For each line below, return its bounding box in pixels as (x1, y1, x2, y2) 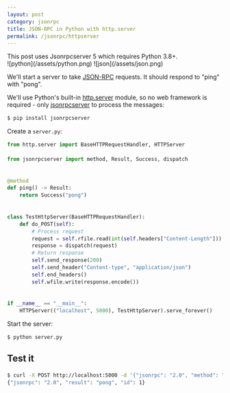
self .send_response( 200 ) (31, 257, 103, 264)
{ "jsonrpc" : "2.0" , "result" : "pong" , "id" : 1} (7, 379, 146, 386)
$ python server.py (7, 334, 63, 341)
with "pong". (7, 80, 42, 88)
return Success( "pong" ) (19, 192, 88, 199)
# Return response (31, 250, 84, 257)
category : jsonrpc (7, 18, 60, 25)
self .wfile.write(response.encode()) (31, 278, 139, 286)
